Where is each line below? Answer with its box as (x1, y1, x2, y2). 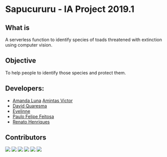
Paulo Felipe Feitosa (12, 113, 54, 119)
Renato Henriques (12, 118, 50, 124)
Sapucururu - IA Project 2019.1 (5, 3, 134, 15)
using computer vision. (5, 42, 53, 48)
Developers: (5, 84, 44, 93)
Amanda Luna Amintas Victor (12, 97, 73, 103)
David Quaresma (12, 102, 47, 108)
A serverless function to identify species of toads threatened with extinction (5, 36, 162, 42)
